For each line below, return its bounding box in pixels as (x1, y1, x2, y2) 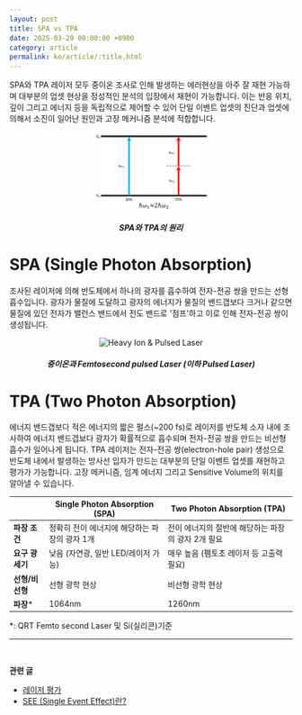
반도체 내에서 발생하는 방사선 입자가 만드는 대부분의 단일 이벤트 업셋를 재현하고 (9, 456, 286, 466)
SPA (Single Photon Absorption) (9, 255, 253, 275)
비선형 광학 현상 (167, 579, 223, 590)
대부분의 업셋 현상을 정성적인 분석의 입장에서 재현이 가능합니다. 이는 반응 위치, (18, 91, 292, 102)
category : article (9, 43, 78, 52)
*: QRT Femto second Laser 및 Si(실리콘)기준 (9, 620, 173, 631)
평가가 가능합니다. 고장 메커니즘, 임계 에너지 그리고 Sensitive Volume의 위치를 (9, 466, 284, 477)
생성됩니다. (9, 319, 49, 330)
